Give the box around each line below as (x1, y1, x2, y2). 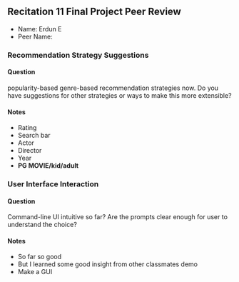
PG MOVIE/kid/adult (17, 161, 79, 170)
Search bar (17, 131, 51, 140)
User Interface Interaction (7, 179, 99, 189)
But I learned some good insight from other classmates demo (17, 260, 198, 268)
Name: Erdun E (17, 24, 62, 33)
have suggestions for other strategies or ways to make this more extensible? (7, 91, 232, 99)
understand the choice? (7, 221, 77, 229)
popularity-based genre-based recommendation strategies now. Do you (7, 84, 219, 92)
